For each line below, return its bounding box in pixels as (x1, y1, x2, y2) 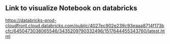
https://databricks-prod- (5, 17, 57, 23)
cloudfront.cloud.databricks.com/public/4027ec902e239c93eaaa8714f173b (5, 22, 164, 28)
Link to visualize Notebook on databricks (5, 4, 137, 12)
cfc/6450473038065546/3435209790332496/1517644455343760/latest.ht (5, 27, 165, 34)
